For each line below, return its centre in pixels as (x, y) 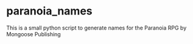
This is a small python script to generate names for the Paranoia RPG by (96, 28)
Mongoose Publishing (33, 34)
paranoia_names (49, 11)
